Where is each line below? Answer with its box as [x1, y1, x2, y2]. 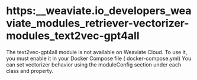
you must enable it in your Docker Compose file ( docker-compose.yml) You [6, 55, 192, 62]
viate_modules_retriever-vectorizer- [6, 16, 189, 30]
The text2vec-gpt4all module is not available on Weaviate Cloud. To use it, [6, 48, 188, 55]
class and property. [6, 67, 53, 74]
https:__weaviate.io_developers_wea [6, 4, 192, 18]
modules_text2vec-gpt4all [6, 29, 140, 42]
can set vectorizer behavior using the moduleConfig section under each [6, 61, 182, 68]
